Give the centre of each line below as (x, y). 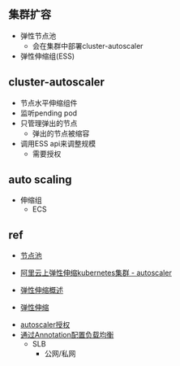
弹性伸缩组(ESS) (47, 56)
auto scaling (40, 180)
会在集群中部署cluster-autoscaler (88, 46)
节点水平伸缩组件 (49, 102)
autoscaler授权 (45, 325)
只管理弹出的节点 (49, 123)
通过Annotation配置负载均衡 (67, 335)
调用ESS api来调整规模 (58, 143)
